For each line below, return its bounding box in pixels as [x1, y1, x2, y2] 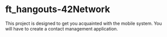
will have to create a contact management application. [5, 25, 118, 31]
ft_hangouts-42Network [5, 4, 110, 15]
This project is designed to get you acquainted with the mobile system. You [5, 20, 162, 26]
